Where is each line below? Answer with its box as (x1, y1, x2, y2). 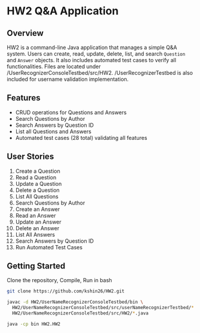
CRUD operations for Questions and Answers (15, 109, 127, 116)
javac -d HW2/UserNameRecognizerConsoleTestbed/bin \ (7, 299, 144, 305)
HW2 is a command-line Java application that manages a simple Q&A (7, 44, 177, 51)
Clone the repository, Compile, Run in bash (7, 277, 112, 284)
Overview (7, 28, 44, 38)
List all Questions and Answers (15, 127, 92, 135)
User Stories (7, 151, 54, 162)
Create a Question (15, 167, 60, 175)
